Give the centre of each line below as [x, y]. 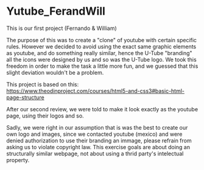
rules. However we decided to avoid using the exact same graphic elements [101, 46]
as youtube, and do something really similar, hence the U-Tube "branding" [100, 53]
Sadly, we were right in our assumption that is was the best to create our [97, 127]
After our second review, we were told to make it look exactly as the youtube [102, 109]
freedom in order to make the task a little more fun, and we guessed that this [102, 66]
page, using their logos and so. [45, 116]
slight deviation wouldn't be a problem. [55, 72]
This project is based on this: [43, 84]
